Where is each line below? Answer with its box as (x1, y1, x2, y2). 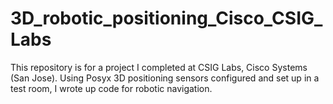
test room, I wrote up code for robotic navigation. (10, 82, 213, 94)
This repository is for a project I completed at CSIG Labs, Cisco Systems (10, 61, 308, 73)
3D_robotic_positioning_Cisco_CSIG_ (10, 7, 323, 30)
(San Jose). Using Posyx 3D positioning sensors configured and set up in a (10, 72, 320, 84)
